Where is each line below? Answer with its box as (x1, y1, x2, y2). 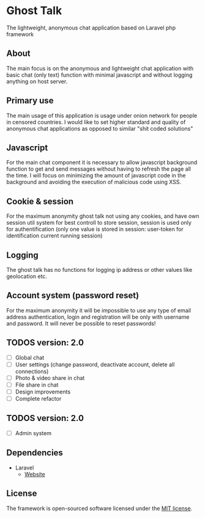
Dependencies (6, 447, 63, 458)
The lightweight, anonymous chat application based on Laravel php (6, 24, 176, 31)
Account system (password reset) (6, 290, 140, 301)
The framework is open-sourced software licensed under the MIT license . (6, 504, 193, 512)
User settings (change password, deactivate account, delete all (15, 360, 175, 368)
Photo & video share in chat (15, 374, 85, 381)
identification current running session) (6, 232, 103, 239)
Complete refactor (15, 395, 62, 402)
